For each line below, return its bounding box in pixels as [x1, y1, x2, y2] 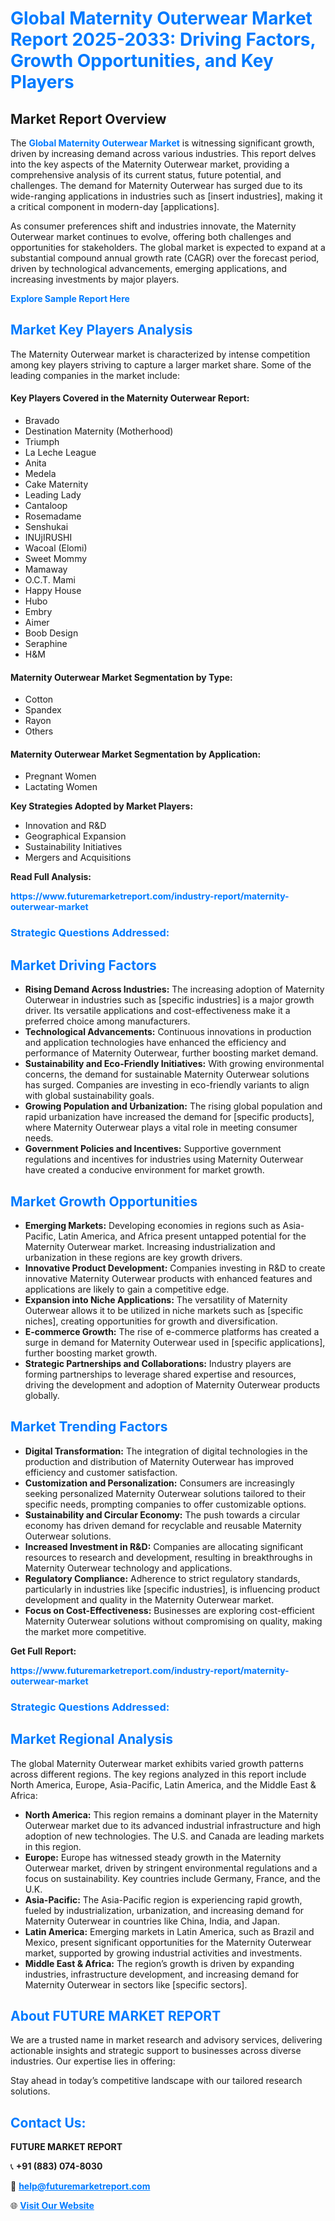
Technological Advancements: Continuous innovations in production [24, 1026, 312, 1038]
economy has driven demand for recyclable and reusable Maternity [24, 1519, 302, 1531]
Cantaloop [24, 500, 68, 512]
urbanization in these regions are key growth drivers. [24, 1251, 243, 1263]
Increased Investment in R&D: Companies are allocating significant [24, 1540, 304, 1552]
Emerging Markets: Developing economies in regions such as [24, 1219, 281, 1231]
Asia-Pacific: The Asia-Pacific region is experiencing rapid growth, [24, 1893, 303, 1906]
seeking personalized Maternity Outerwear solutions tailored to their [24, 1487, 307, 1499]
